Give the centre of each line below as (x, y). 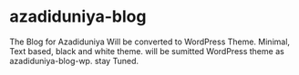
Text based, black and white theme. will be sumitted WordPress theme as (147, 51)
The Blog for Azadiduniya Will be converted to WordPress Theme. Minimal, (149, 42)
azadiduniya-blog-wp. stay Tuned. (74, 61)
